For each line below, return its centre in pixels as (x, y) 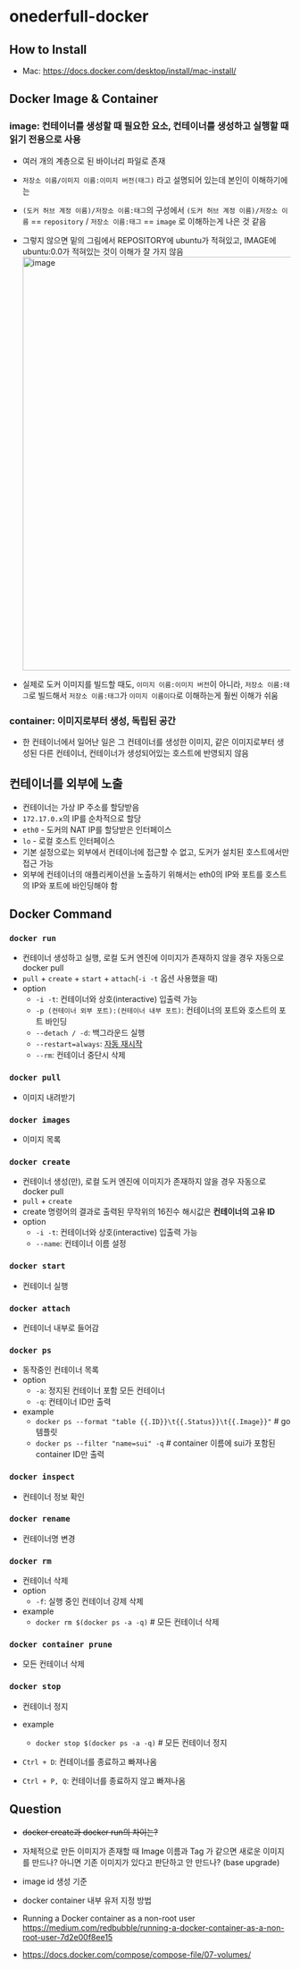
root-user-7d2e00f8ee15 (67, 1937)
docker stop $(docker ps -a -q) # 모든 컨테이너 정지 (131, 1743)
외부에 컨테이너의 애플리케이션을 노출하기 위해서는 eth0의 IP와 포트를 (142, 874)
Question (35, 1809)
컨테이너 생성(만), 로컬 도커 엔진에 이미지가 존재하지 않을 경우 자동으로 (144, 1182)
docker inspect (42, 1477)
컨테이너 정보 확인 (53, 1497)
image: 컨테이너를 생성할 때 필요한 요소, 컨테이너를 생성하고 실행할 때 (149, 126)
